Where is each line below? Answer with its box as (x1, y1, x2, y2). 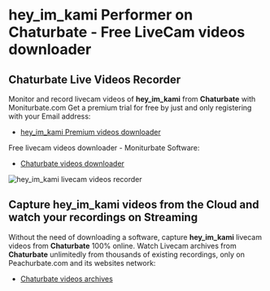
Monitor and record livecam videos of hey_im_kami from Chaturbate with (8, 94, 256, 103)
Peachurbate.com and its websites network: (8, 258, 156, 267)
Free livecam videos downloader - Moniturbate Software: (8, 143, 200, 152)
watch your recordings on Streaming (8, 211, 198, 224)
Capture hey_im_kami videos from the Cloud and (8, 198, 259, 212)
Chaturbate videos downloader (20, 159, 124, 168)
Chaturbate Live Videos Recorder (8, 72, 181, 86)
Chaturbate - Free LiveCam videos (8, 23, 246, 41)
